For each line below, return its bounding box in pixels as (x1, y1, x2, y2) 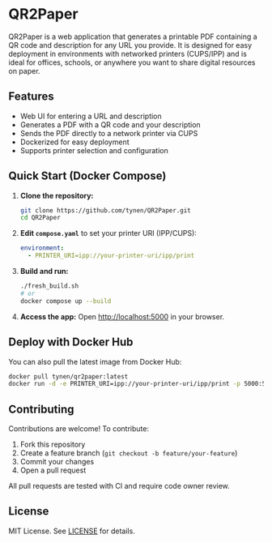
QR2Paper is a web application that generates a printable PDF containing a (8, 32, 257, 41)
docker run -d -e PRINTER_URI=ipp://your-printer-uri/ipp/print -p (8, 380, 241, 388)
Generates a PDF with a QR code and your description (19, 119, 201, 130)
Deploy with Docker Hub (8, 336, 134, 349)
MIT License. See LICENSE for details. (8, 526, 135, 536)
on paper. (8, 66, 40, 75)
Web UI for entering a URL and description (19, 111, 162, 121)
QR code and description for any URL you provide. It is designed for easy (8, 40, 253, 49)
